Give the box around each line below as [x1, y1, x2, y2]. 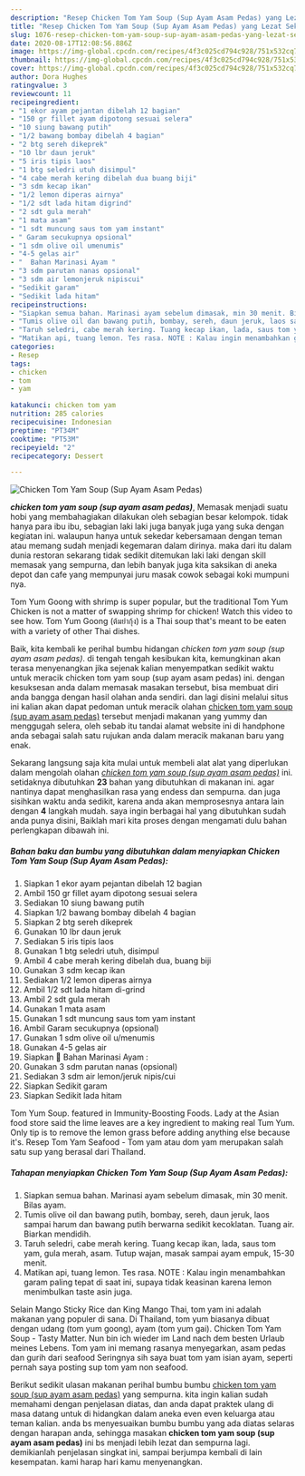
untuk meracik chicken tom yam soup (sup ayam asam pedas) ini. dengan [10, 672, 285, 683]
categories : [10, 342, 55, 351]
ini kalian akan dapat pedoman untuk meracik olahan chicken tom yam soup [10, 701, 293, 712]
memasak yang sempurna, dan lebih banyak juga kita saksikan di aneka [10, 560, 278, 571]
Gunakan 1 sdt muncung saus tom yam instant [23, 1013, 195, 1024]
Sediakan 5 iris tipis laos [23, 936, 114, 947]
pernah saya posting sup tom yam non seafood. [10, 1362, 189, 1373]
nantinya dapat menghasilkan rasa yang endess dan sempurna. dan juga [10, 787, 281, 797]
